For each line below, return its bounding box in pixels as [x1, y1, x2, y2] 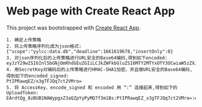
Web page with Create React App [6, 4, 176, 18]
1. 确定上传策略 [6, 37, 41, 43]
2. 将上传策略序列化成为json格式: [6, 43, 82, 49]
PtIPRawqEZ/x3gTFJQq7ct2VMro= [6, 78, 82, 84]
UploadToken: [6, 90, 39, 96]
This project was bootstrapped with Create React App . [6, 24, 141, 31]
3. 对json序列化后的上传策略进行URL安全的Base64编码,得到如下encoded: [6, 55, 168, 61]
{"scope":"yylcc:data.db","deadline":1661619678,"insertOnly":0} [6, 48, 173, 55]
